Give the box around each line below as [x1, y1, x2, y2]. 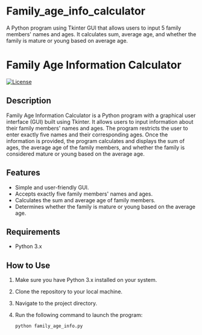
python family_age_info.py [14, 323, 83, 330]
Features [6, 168, 40, 178]
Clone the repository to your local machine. [14, 288, 122, 295]
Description [6, 95, 51, 106]
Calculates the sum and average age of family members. [14, 196, 156, 203]
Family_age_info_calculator [6, 4, 146, 18]
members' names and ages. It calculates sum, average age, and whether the [6, 30, 197, 37]
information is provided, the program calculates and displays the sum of [6, 137, 185, 144]
